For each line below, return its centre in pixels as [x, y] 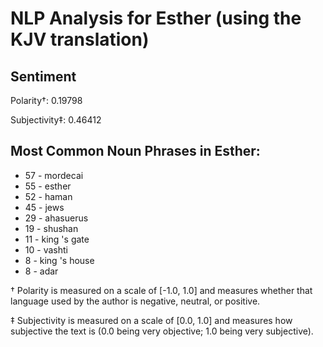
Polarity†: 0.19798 [46, 100]
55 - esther [48, 186]
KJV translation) [80, 39]
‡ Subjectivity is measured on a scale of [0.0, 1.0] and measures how [151, 320]
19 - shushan [51, 228]
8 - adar [41, 271]
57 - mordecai [54, 175]
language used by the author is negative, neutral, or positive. [135, 301]
